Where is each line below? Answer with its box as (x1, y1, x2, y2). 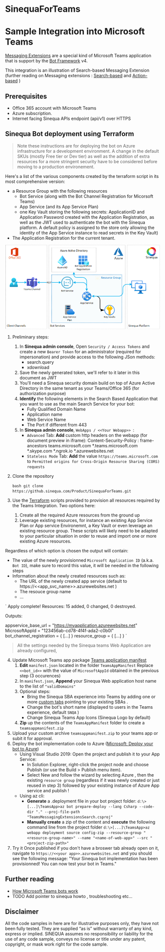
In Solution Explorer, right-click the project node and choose (27, 761, 149, 767)
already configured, (17, 647, 57, 653)
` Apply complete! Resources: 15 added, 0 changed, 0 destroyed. (5, 603, 137, 609)
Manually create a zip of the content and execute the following (27, 819, 156, 825)
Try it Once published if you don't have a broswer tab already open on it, (12, 845, 159, 851)
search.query (27, 359, 54, 365)
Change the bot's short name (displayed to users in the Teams (27, 704, 153, 710)
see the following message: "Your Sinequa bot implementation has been (12, 855, 158, 861)
